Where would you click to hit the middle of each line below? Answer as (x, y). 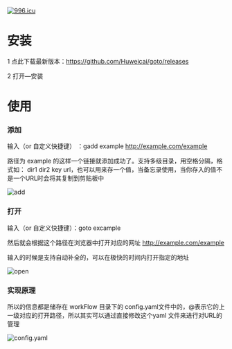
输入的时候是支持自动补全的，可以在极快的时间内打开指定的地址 (98, 257)
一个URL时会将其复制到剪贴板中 (59, 178)
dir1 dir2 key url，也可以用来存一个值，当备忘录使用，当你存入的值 (122, 170)
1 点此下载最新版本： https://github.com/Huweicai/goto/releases (98, 61)
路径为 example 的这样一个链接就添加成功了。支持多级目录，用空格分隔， (112, 161)
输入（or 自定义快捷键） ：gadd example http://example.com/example (107, 146)
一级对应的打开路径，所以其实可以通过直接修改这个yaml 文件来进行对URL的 (115, 316)
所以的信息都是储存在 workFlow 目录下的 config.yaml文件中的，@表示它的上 (116, 307)
